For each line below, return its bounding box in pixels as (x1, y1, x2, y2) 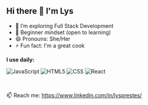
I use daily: (6, 56, 35, 63)
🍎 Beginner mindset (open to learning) (15, 29, 111, 36)
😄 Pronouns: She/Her (15, 35, 71, 42)
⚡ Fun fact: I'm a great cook (15, 42, 85, 49)
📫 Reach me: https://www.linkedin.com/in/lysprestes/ (6, 92, 142, 99)
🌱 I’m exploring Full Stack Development (15, 22, 114, 29)
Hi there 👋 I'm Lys (6, 6, 74, 16)
